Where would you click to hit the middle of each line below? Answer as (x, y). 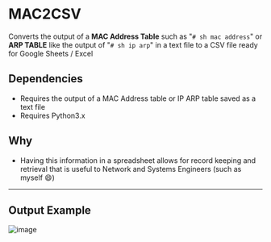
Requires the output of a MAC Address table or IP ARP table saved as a (138, 98)
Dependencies (46, 79)
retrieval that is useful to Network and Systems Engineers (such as (131, 169)
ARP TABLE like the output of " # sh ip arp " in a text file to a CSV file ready (133, 44)
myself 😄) (37, 177)
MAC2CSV (45, 14)
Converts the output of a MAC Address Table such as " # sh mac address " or (135, 36)
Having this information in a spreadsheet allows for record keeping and (138, 160)
